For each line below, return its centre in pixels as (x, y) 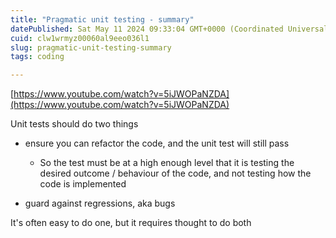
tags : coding (37, 57)
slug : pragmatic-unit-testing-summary (91, 47)
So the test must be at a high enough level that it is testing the (167, 163)
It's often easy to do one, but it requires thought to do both (131, 223)
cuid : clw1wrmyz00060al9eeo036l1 (80, 38)
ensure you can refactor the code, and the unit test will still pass (157, 143)
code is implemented (83, 184)
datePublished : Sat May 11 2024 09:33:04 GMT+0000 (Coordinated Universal (169, 29)
